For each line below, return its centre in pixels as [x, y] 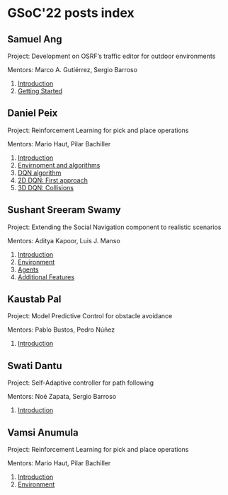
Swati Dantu [35, 366]
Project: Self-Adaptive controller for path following [81, 383]
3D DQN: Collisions [46, 187]
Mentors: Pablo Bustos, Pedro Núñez [61, 330]
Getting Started [40, 91]
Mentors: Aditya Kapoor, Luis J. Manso [64, 240]
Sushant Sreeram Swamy [64, 210]
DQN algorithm [39, 173]
